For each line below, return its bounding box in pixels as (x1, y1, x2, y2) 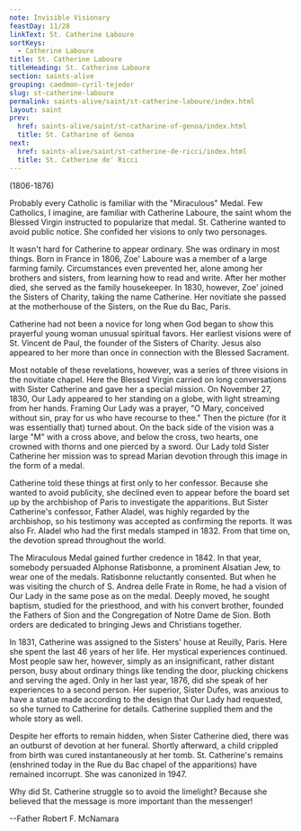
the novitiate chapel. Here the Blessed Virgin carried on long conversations (9, 374, 288, 385)
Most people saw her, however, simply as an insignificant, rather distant (9, 656, 275, 666)
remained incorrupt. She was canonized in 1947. (9, 768, 187, 779)
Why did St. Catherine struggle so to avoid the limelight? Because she (9, 786, 268, 797)
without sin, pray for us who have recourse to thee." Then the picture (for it (9, 412, 287, 423)
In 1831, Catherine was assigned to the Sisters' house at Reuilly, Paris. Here (9, 636, 288, 648)
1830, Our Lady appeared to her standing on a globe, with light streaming (9, 393, 280, 404)
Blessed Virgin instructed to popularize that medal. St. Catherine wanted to (9, 217, 286, 228)
